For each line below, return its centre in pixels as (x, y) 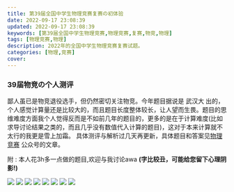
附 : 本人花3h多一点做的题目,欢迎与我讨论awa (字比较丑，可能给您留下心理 (114, 159)
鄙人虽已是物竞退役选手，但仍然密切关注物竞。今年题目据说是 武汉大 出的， (116, 101)
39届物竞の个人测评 (41, 84)
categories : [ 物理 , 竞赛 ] (41, 53)
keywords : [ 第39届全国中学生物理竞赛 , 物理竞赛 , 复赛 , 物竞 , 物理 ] (90, 33)
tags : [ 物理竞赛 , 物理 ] (37, 40)
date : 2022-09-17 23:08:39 (46, 20)
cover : (17, 59)
